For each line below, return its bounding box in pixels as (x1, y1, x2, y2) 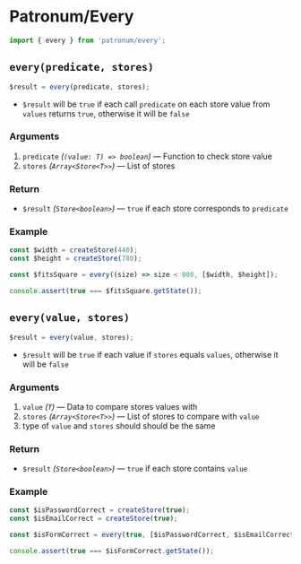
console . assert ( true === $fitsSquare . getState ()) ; (9, 287, 202, 296)
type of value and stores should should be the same (21, 420, 216, 431)
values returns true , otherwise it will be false (21, 108, 190, 118)
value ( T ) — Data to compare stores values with (21, 401, 198, 412)
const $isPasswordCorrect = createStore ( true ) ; (9, 506, 191, 515)
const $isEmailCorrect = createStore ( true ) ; (9, 514, 178, 524)
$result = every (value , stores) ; (9, 333, 134, 342)
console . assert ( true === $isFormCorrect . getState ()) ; (9, 547, 215, 556)
